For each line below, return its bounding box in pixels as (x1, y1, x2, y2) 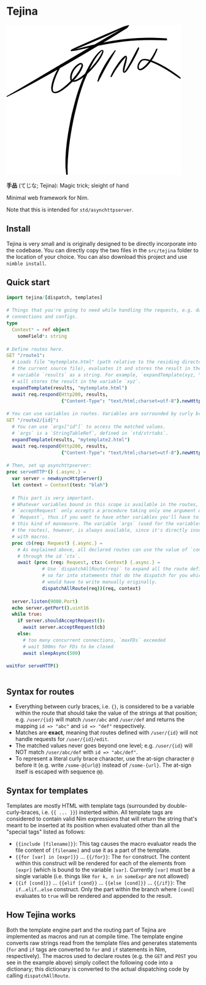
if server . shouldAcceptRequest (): (17, 618, 105, 624)
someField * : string (17, 333, 67, 339)
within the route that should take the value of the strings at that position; (15, 710, 197, 716)
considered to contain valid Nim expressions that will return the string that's (6, 814, 197, 822)
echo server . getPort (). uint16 (12, 605, 89, 611)
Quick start (6, 277, 50, 288)
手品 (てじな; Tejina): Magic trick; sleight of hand (6, 182, 129, 189)
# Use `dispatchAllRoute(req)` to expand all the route (42, 566, 188, 572)
